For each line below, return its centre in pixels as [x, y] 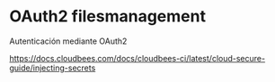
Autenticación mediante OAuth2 [68, 41]
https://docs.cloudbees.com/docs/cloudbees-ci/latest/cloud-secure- [137, 58]
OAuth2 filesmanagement [108, 16]
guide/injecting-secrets [53, 68]
